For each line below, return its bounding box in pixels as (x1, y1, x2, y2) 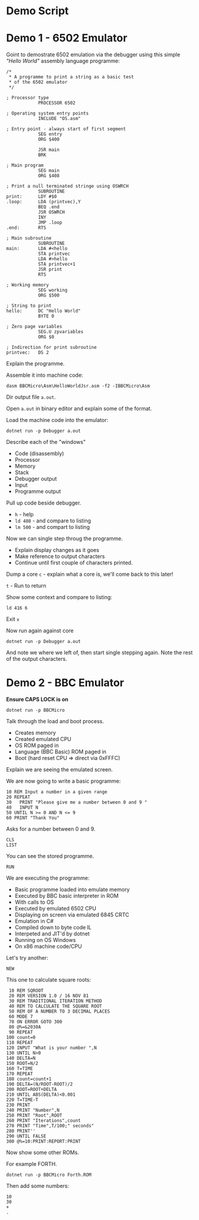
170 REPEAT (6, 1071, 33, 1077)
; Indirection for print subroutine (6, 345, 97, 351)
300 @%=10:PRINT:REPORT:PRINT (6, 1139, 81, 1145)
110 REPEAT (6, 1040, 33, 1046)
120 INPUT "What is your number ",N (6, 1045, 97, 1051)
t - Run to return (6, 582, 46, 589)
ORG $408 (37, 173, 60, 179)
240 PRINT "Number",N (6, 1107, 60, 1114)
